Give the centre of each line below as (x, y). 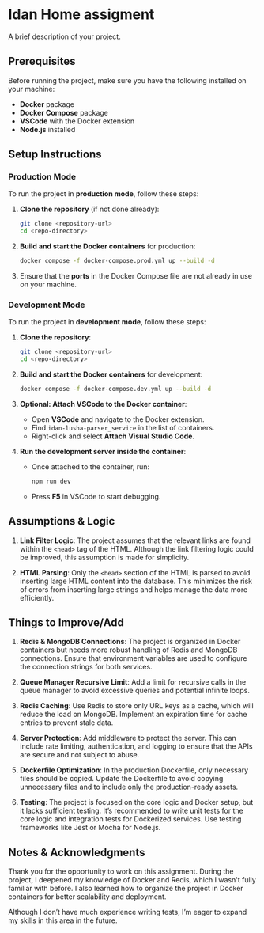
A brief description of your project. (64, 36)
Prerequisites (42, 61)
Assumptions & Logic (62, 521)
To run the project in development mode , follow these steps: (107, 322)
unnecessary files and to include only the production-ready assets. (129, 787)
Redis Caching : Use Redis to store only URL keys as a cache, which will (137, 706)
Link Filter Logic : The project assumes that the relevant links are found (135, 540)
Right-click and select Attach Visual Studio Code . (113, 436)
